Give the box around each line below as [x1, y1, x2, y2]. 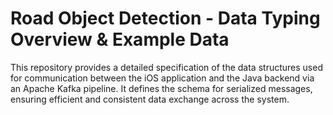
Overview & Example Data [10, 28, 230, 51]
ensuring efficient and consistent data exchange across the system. [10, 93, 290, 105]
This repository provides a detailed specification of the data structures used [10, 61, 323, 73]
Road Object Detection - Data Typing [10, 7, 321, 30]
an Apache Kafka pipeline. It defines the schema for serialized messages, [10, 82, 313, 94]
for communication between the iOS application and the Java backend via [10, 72, 315, 84]
